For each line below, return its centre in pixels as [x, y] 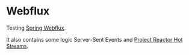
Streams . [17, 46]
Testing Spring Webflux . [36, 28]
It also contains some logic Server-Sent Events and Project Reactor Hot [94, 39]
